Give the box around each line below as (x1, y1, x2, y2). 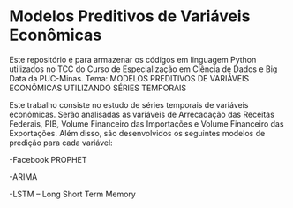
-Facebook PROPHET (9, 154, 87, 165)
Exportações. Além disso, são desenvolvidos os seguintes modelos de (9, 127, 266, 138)
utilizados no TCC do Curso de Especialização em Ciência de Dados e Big (9, 64, 278, 74)
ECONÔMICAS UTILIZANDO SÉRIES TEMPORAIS (9, 82, 187, 93)
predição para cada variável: (9, 137, 113, 148)
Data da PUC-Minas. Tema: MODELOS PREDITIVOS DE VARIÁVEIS (9, 73, 250, 83)
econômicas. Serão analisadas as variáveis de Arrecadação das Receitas (9, 109, 275, 119)
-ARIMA (9, 171, 38, 182)
